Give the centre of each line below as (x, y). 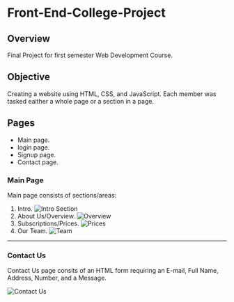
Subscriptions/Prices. (48, 223)
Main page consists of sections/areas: (62, 195)
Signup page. (37, 154)
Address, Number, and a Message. (57, 278)
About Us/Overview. (46, 216)
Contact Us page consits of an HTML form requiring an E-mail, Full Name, (113, 271)
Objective (29, 77)
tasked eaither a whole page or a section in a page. (81, 101)
